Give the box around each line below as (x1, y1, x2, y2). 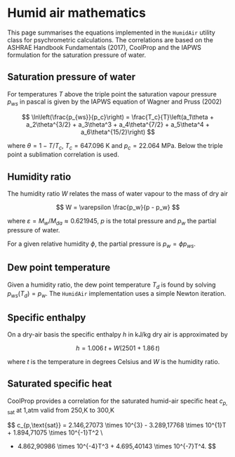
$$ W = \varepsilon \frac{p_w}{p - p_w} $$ (55, 203, 180, 212)
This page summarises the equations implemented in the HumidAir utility (7, 28, 215, 37)
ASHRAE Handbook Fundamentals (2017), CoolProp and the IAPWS (7, 43, 202, 51)
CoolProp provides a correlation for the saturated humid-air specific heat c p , (7, 396, 228, 406)
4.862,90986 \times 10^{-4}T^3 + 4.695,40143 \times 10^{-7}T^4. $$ (17, 442, 216, 451)
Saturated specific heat (7, 378, 112, 390)
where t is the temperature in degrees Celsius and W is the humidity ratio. (7, 357, 220, 365)
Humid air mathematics (7, 5, 146, 21)
